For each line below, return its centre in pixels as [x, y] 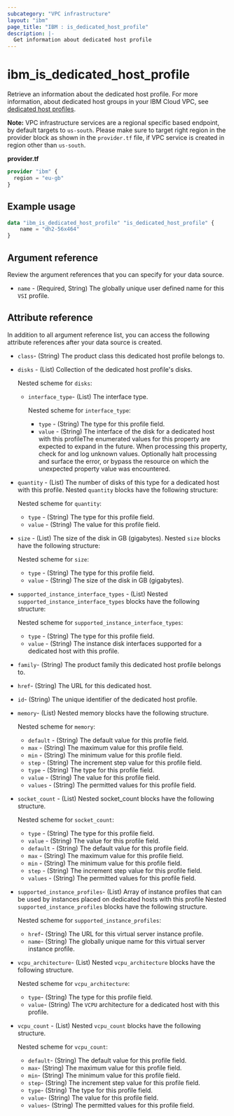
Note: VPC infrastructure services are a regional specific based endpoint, [113, 123]
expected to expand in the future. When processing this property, [133, 446]
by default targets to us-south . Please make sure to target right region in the [117, 130]
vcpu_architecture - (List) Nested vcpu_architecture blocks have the [116, 962]
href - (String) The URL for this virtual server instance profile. [116, 934]
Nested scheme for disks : [55, 383]
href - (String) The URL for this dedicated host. [84, 685]
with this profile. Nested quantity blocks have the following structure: [118, 490]
